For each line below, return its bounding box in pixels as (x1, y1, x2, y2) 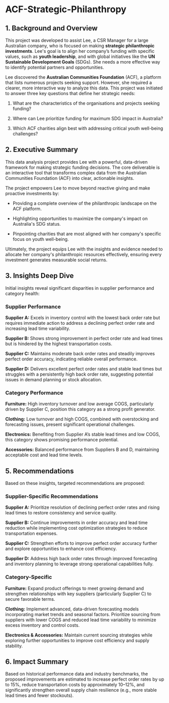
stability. (5, 643, 23, 649)
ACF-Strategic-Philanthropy (5, 4, 127, 15)
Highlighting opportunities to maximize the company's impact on (12, 215, 148, 222)
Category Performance (5, 389, 63, 396)
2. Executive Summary (5, 145, 78, 154)
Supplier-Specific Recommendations (5, 493, 98, 500)
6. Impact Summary (5, 657, 69, 666)
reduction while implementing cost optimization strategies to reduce (5, 525, 148, 531)
